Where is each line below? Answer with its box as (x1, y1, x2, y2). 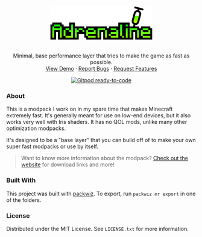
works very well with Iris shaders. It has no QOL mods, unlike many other (6, 118, 188, 126)
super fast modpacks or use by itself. (6, 143, 98, 150)
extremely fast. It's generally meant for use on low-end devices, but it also (6, 112, 191, 119)
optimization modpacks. (6, 125, 66, 132)
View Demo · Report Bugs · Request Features (45, 65, 157, 72)
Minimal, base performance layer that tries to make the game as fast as (13, 52, 190, 59)
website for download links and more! (21, 161, 115, 168)
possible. (90, 59, 113, 65)
